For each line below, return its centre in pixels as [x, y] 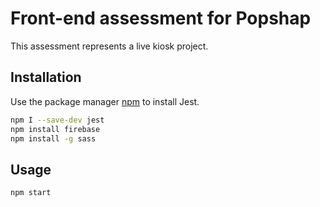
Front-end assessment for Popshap [161, 18]
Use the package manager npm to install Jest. [105, 101]
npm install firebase [55, 129]
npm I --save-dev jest [57, 120]
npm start [31, 193]
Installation [46, 77]
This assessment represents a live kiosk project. [109, 46]
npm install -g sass [53, 138]
